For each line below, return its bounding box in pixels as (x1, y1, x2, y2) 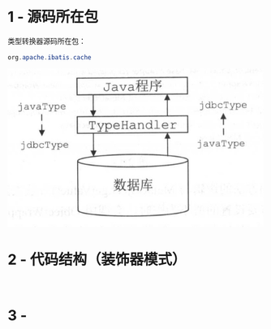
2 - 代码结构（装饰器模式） (7, 250, 187, 269)
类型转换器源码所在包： (7, 36, 86, 45)
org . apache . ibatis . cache (7, 53, 92, 62)
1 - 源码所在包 (7, 8, 99, 26)
